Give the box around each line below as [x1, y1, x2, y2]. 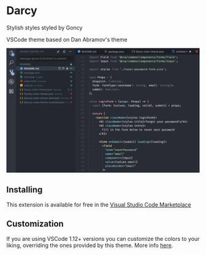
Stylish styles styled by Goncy [6, 24, 83, 31]
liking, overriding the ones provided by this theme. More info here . [6, 242, 174, 249]
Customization [6, 219, 64, 229]
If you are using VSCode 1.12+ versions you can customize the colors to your [6, 235, 200, 242]
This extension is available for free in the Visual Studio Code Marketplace [6, 200, 191, 208]
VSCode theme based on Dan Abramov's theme [6, 36, 128, 43]
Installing [6, 185, 43, 195]
